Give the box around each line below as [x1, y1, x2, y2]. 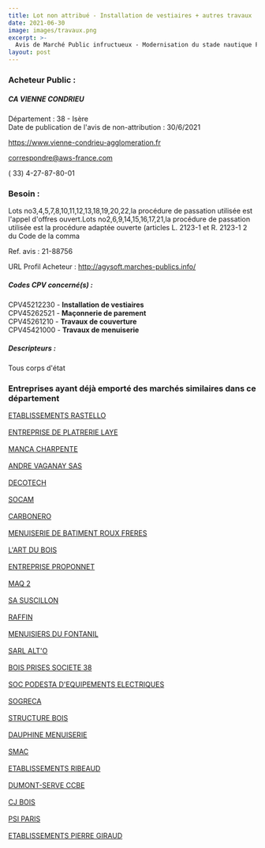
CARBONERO [8, 512, 52, 521]
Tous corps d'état [8, 363, 65, 373]
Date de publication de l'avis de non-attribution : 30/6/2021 [8, 122, 201, 131]
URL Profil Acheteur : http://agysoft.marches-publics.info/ [8, 262, 196, 271]
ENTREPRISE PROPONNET [8, 562, 95, 572]
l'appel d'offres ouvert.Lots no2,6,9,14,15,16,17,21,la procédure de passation [8, 214, 251, 224]
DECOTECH [8, 478, 47, 487]
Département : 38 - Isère [8, 114, 89, 123]
